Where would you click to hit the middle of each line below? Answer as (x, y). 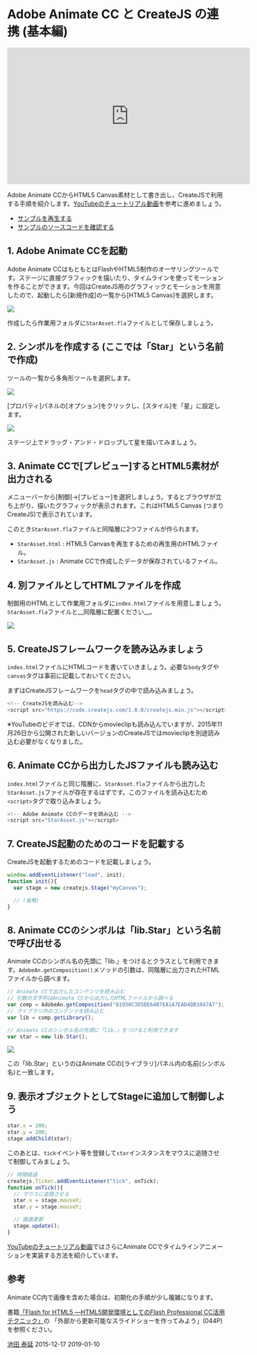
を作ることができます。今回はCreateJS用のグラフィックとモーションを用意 (114, 286)
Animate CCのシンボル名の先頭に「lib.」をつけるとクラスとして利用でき (110, 961)
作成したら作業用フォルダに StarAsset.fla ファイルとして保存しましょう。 (112, 323)
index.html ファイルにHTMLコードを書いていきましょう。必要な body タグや (113, 667)
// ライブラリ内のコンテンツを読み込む (56, 1011)
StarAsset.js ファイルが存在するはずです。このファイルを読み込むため (107, 792)
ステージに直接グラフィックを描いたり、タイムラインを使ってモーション (121, 278)
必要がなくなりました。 (53, 741)
